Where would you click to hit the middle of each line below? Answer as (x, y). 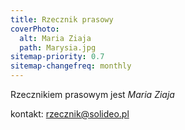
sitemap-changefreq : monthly (71, 66)
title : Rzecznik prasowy (62, 19)
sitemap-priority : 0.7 (57, 57)
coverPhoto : (35, 29)
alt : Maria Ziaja (55, 38)
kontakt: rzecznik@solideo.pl (70, 114)
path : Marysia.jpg (58, 47)
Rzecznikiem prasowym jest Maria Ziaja (92, 94)
